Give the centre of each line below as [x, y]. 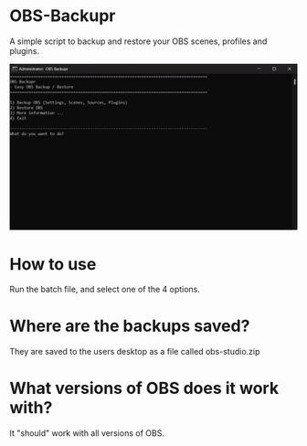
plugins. [24, 50]
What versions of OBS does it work [144, 388]
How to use [53, 264]
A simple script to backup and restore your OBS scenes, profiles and [138, 41]
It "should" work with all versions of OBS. [87, 433]
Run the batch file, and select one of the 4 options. [105, 290]
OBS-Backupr [63, 16]
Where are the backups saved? [130, 326]
